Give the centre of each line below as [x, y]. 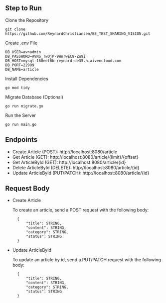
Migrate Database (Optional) [34, 97]
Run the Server [21, 115]
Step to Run [24, 8]
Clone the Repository [27, 20]
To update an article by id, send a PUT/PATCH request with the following [86, 260]
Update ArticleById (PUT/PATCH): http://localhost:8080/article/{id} [81, 173]
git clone [15, 29]
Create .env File [21, 43]
